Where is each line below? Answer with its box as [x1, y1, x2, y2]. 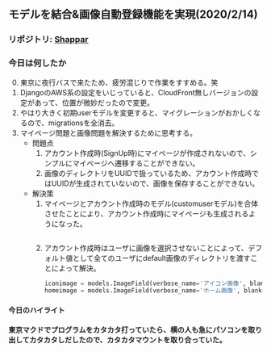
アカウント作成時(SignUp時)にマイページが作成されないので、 [44, 148, 250, 157]
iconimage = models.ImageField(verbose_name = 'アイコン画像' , [44, 279, 247, 287]
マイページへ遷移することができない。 [72, 158, 200, 168]
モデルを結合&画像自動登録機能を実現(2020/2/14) [8, 7, 258, 22]
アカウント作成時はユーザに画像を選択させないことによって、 [44, 243, 248, 253]
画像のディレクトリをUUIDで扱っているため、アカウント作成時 [44, 168, 252, 178]
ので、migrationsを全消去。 [27, 118, 119, 128]
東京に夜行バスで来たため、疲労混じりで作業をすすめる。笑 [19, 78, 219, 87]
